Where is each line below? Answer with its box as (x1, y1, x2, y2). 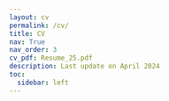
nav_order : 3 (9, 46, 58, 54)
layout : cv (9, 12, 50, 22)
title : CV (9, 29, 46, 38)
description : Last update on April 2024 (9, 62, 161, 71)
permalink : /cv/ (9, 21, 69, 30)
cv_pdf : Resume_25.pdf (9, 54, 93, 62)
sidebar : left (17, 78, 69, 87)
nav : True (9, 37, 46, 47)
